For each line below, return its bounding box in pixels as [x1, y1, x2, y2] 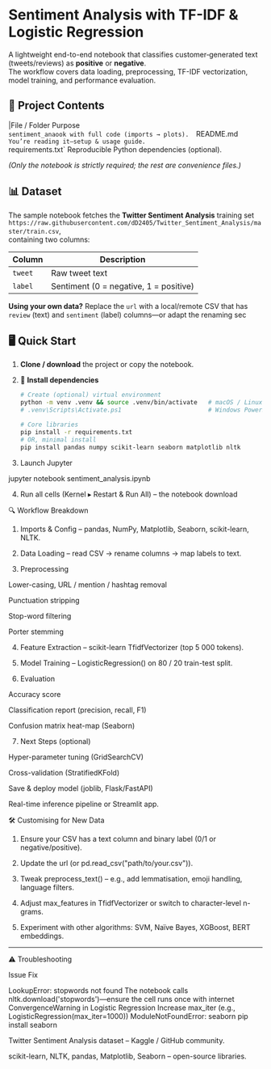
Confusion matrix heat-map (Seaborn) [8, 720, 135, 730]
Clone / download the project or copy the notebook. [19, 360, 194, 370]
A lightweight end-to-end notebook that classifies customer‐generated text [8, 49, 258, 59]
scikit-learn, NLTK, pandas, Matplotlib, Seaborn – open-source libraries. [8, 1051, 248, 1061]
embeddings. [19, 931, 65, 940]
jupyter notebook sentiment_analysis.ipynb [8, 473, 151, 483]
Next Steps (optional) [19, 736, 91, 746]
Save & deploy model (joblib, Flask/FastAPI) [8, 783, 153, 793]
